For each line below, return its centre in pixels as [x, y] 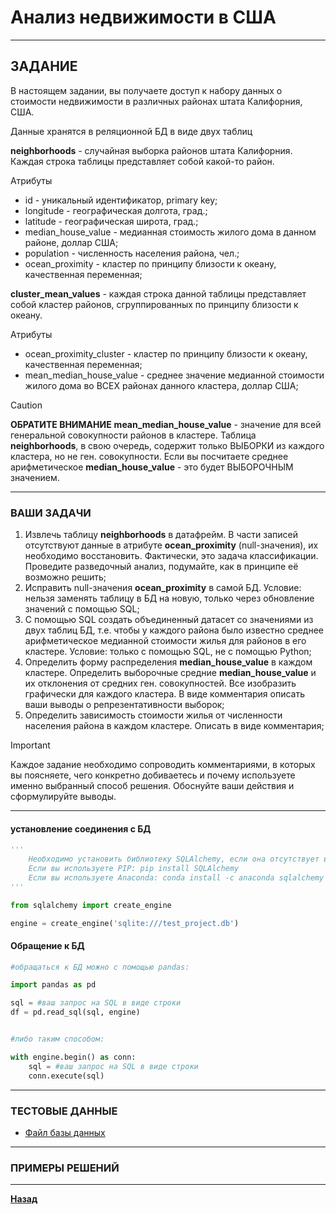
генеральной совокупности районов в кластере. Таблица [133, 435]
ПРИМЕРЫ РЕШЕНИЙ [65, 1168]
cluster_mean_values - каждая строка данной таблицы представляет [158, 293]
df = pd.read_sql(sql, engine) [75, 1012]
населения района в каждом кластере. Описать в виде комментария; [174, 726]
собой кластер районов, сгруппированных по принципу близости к [154, 304]
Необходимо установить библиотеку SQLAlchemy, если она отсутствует [174, 859]
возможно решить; [65, 577]
